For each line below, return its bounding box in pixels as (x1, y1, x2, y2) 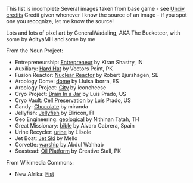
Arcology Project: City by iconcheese (14, 84, 107, 91)
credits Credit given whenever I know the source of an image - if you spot (6, 11, 187, 18)
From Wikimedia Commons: (6, 159, 74, 166)
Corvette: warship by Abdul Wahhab (14, 141, 104, 148)
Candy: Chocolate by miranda (14, 103, 88, 110)
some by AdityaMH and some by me (6, 36, 95, 42)
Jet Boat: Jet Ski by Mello (14, 135, 78, 142)
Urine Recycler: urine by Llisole (14, 128, 92, 135)
